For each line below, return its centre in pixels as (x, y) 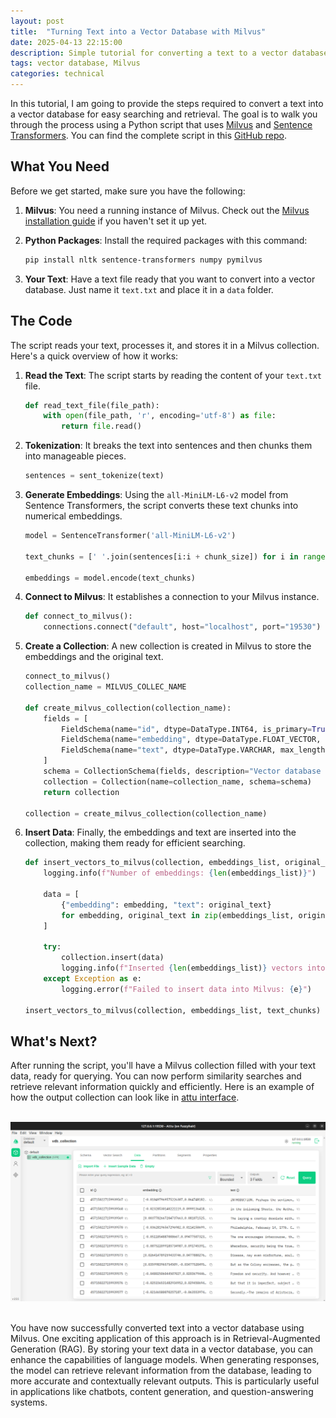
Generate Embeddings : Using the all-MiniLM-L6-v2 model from (156, 494)
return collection (81, 792)
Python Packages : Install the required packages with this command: (166, 240)
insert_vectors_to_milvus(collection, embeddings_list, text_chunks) (173, 1010)
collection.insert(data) (113, 958)
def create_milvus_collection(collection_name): (128, 708)
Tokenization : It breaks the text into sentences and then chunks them (168, 446)
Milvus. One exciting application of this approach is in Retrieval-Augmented (165, 1339)
